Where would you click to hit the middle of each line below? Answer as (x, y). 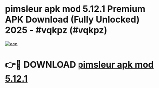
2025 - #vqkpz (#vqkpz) (56, 30)
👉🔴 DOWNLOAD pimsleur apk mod (79, 65)
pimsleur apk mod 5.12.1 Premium (75, 9)
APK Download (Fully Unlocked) (73, 20)
